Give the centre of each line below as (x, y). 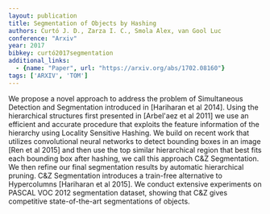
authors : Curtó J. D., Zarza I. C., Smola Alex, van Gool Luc (115, 31)
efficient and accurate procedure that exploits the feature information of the (134, 124)
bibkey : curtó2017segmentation (61, 53)
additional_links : (39, 61)
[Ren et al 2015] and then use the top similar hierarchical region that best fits (135, 150)
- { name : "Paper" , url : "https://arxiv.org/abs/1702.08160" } (120, 68)
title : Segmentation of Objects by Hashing (83, 23)
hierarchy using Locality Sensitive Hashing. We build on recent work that (129, 133)
